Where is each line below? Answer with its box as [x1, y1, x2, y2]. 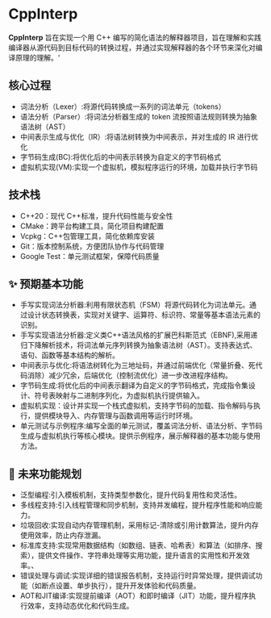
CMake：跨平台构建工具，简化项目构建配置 [19, 221, 165, 231]
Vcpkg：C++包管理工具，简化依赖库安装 [19, 231, 156, 240]
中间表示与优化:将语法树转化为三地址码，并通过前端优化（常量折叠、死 [19, 361, 256, 370]
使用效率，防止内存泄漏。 [19, 530, 106, 541]
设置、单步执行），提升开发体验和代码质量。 [55, 581, 201, 591]
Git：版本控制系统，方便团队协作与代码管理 [19, 241, 165, 251]
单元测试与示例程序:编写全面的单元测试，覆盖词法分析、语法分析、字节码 [19, 421, 263, 431]
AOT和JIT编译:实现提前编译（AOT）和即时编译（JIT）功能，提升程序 [19, 591, 249, 601]
